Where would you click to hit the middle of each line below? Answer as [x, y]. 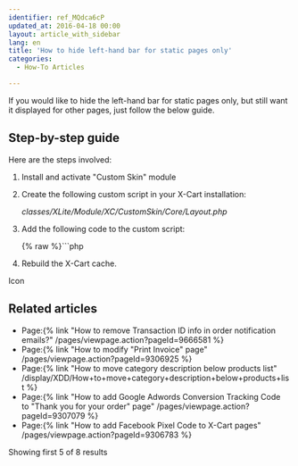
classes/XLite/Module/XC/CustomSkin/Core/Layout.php [124, 212]
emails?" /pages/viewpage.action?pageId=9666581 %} [123, 339]
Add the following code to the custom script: [103, 229]
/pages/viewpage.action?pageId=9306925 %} [107, 359]
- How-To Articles [51, 68]
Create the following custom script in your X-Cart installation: [133, 194]
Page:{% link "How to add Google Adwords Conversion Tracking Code [151, 396]
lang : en [25, 42]
